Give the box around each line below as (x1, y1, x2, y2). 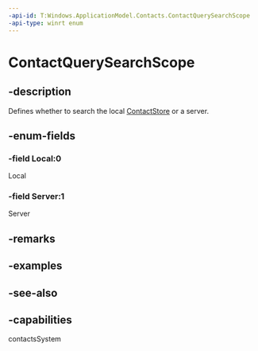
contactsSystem (8, 334, 62, 344)
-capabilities (8, 314, 73, 327)
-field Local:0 (8, 153, 62, 164)
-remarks (8, 232, 56, 245)
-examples (8, 259, 63, 273)
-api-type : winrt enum (8, 19, 83, 27)
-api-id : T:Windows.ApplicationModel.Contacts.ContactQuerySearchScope (8, 11, 250, 20)
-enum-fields (8, 129, 75, 142)
